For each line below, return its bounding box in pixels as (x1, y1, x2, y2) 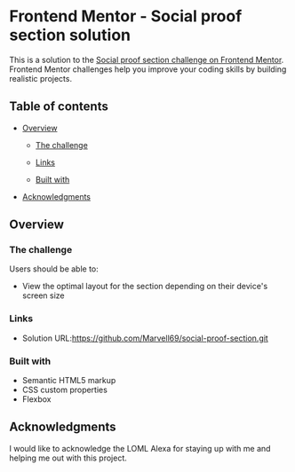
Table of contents (9, 99, 108, 114)
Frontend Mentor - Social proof (9, 6, 243, 27)
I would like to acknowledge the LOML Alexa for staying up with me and (9, 443, 271, 453)
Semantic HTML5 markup (21, 375, 116, 386)
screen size (21, 290, 65, 301)
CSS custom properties (21, 384, 108, 396)
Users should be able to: (9, 264, 100, 274)
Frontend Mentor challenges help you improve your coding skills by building (9, 64, 287, 75)
